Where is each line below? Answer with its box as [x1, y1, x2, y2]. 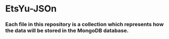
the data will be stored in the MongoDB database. [5, 27, 129, 34]
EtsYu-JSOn [5, 3, 57, 14]
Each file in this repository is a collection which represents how [5, 21, 164, 28]
